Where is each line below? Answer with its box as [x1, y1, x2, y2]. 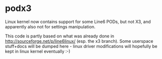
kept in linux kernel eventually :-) [5, 48, 70, 54]
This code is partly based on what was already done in [5, 33, 114, 39]
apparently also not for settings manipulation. [5, 24, 96, 29]
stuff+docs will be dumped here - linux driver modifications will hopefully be [5, 43, 158, 49]
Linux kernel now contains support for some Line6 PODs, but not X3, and [5, 19, 151, 24]
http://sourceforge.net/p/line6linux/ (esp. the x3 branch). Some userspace [5, 38, 154, 44]
